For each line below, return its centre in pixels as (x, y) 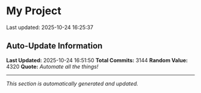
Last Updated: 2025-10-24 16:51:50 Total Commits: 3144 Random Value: (97, 60)
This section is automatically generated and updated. (72, 84)
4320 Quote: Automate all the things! (52, 66)
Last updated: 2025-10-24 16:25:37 (50, 27)
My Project (34, 11)
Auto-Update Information (54, 46)
